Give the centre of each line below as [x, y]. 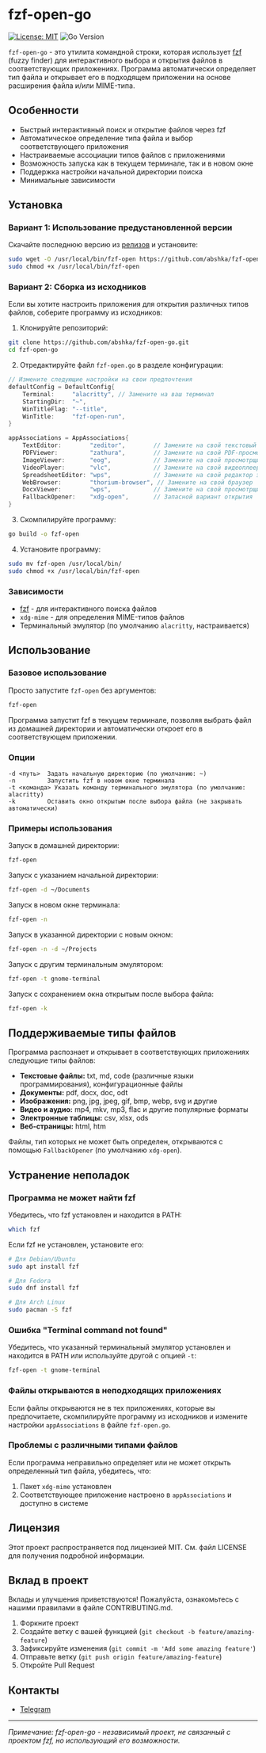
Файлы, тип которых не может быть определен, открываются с [116, 1142]
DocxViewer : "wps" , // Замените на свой [122, 490]
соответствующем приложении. [63, 737]
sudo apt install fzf [44, 1266]
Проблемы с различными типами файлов [93, 1446]
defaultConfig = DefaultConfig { [61, 387]
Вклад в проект [48, 1581]
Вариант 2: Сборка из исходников [77, 287]
